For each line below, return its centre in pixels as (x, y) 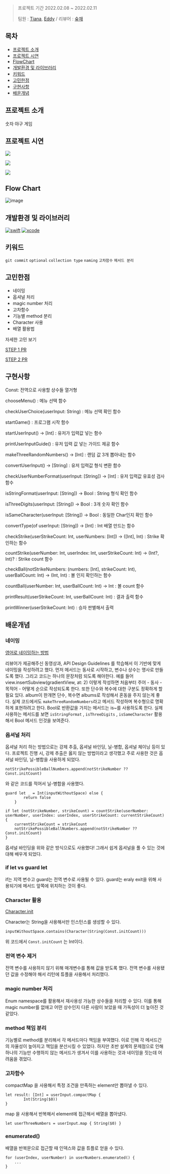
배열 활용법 (24, 328)
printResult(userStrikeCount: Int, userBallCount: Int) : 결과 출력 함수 (74, 596)
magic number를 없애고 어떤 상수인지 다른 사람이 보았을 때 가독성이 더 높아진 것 (84, 1007)
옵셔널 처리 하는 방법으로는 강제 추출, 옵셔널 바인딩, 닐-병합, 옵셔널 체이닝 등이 (82, 747)
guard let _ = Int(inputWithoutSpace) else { (54, 793)
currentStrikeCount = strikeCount (51, 824)
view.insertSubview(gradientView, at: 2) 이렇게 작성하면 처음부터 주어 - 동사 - (84, 683)
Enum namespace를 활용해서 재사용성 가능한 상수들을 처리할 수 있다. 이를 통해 (83, 1001)
